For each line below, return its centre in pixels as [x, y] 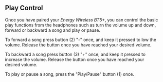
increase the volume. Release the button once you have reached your [75, 59]
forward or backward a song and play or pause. [53, 30]
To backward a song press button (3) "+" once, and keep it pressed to [75, 54]
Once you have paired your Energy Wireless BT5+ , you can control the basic [81, 20]
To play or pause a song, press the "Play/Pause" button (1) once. [70, 74]
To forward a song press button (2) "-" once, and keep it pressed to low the [81, 40]
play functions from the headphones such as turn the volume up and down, [81, 25]
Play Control [24, 8]
